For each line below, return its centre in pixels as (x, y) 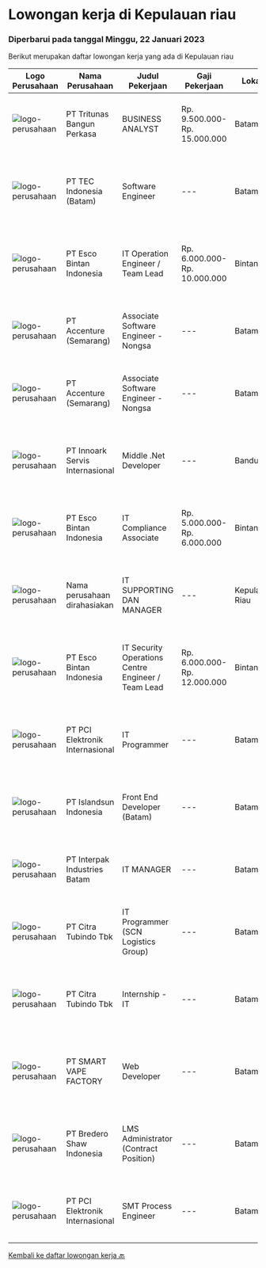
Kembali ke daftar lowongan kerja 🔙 (66, 1255)
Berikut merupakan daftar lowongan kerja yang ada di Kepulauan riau (121, 56)
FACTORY (84, 1081)
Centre (135, 668)
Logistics (139, 942)
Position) (139, 1159)
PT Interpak (87, 859)
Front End (140, 798)
